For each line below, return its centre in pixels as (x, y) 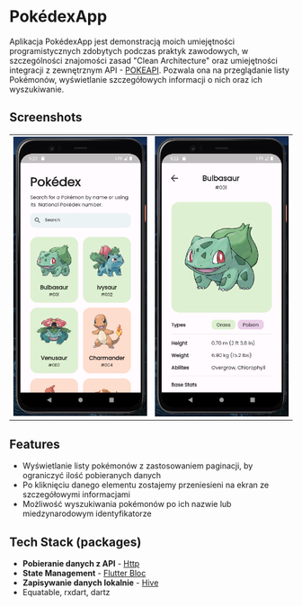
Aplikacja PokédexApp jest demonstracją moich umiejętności (122, 41)
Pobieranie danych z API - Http (81, 564)
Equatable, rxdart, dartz (66, 593)
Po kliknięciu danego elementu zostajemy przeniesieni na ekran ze (146, 485)
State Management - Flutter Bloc (84, 574)
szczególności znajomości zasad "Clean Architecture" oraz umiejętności (144, 60)
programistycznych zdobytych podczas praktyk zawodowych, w (129, 50)
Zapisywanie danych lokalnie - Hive (90, 583)
